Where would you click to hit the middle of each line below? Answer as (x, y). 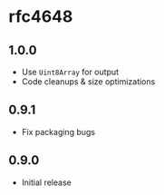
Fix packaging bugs (58, 132)
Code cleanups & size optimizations (88, 82)
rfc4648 (41, 17)
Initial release (46, 182)
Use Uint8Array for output (70, 72)
